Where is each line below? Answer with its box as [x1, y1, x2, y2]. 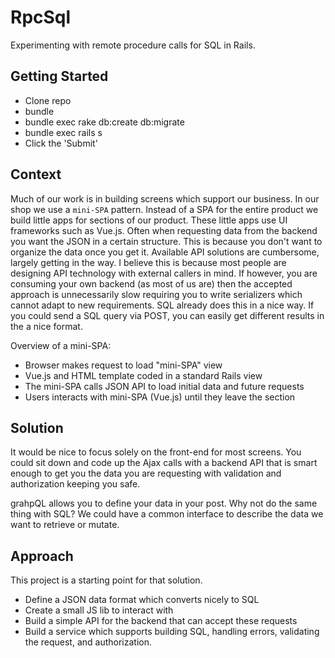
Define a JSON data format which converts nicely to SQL [24, 594, 260, 606]
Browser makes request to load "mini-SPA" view [24, 359, 223, 371]
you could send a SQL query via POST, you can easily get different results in [10, 309, 325, 321]
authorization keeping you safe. [10, 478, 141, 490]
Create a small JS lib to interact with [24, 604, 174, 616]
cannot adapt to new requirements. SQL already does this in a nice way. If [10, 299, 315, 311]
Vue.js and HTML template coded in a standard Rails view [24, 369, 263, 381]
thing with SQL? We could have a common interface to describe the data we [10, 508, 324, 520]
